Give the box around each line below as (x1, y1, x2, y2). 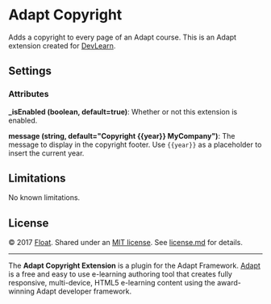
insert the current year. (8, 148, 85, 158)
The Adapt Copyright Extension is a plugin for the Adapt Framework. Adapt (8, 260, 261, 271)
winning (8, 286, 35, 296)
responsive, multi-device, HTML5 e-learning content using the (8, 278, 216, 288)
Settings (8, 65, 52, 78)
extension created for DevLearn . (8, 40, 116, 50)
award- (216, 278, 242, 288)
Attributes (8, 89, 49, 100)
